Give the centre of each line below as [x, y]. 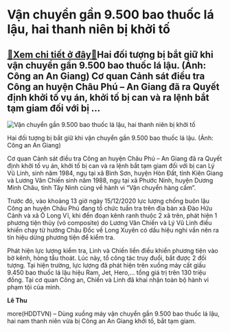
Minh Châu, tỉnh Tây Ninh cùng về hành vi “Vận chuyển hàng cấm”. [102, 188]
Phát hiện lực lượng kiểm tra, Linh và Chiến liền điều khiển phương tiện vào [113, 251]
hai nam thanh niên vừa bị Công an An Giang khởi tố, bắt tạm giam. [102, 321]
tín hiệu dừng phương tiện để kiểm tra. [61, 237]
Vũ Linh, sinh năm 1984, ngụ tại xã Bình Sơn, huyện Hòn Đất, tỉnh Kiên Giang [115, 173]
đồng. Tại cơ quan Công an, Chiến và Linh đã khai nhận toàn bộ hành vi [108, 280]
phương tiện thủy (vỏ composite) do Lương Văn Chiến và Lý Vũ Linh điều [110, 223]
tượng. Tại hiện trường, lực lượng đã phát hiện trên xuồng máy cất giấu [106, 265]
